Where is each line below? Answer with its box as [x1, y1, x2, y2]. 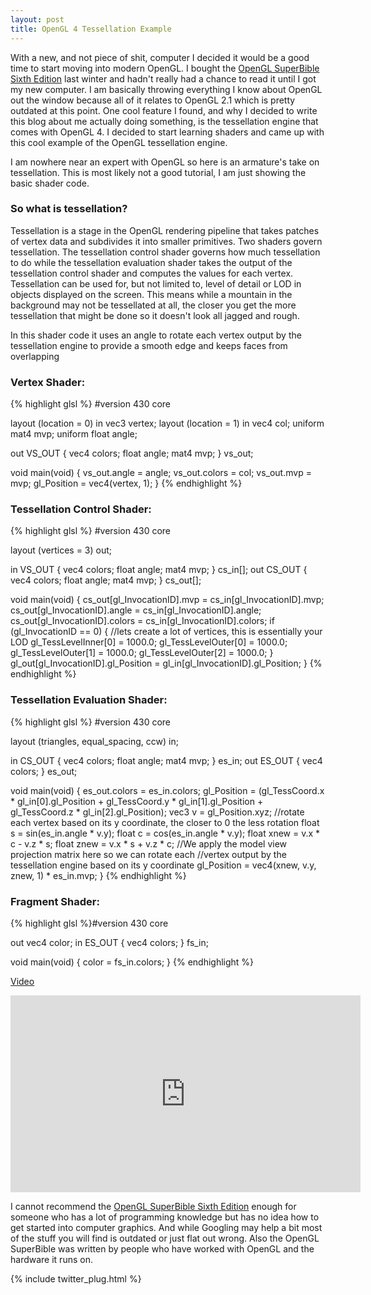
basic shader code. [10, 177, 90, 189]
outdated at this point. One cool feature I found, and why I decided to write [10, 104, 318, 116]
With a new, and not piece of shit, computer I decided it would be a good [10, 51, 310, 63]
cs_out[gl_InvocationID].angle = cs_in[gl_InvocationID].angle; [10, 604, 262, 616]
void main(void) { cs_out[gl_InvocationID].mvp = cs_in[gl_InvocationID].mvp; [10, 594, 325, 606]
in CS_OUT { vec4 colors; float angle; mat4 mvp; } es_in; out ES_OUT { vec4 [10, 754, 323, 766]
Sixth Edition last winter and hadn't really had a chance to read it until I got [10, 72, 317, 85]
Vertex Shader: [10, 375, 86, 389]
